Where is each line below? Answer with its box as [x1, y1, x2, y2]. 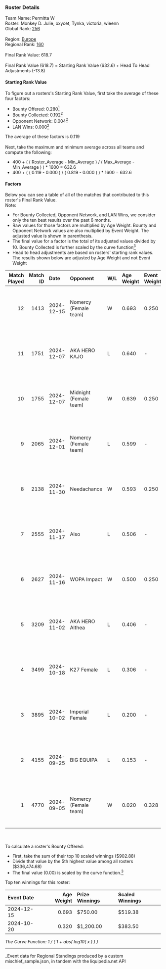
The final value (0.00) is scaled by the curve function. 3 [12, 869, 124, 875]
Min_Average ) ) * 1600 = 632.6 [12, 164, 77, 170]
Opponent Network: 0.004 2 [12, 117, 68, 124]
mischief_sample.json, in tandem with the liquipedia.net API [5, 958, 126, 964]
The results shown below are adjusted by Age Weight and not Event [12, 254, 151, 261]
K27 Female [70, 666, 98, 673]
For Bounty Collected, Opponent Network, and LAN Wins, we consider [12, 212, 156, 218]
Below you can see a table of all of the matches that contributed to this [5, 192, 149, 198]
